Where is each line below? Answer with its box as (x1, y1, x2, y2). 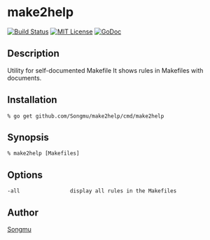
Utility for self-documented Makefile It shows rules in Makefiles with (7, 66, 204, 74)
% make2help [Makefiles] (7, 150, 80, 157)
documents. (7, 73, 42, 82)
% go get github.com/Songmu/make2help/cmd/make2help (7, 113, 164, 120)
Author (7, 206, 38, 218)
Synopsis (7, 131, 49, 143)
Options (7, 169, 43, 181)
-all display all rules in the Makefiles (7, 188, 177, 195)
